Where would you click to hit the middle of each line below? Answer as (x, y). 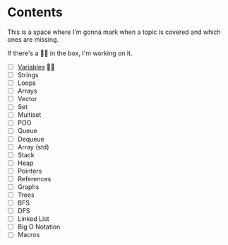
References (34, 178)
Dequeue (31, 139)
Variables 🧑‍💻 (36, 67)
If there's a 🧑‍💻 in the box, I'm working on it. (70, 53)
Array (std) (33, 147)
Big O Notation (39, 227)
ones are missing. (33, 39)
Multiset (29, 115)
